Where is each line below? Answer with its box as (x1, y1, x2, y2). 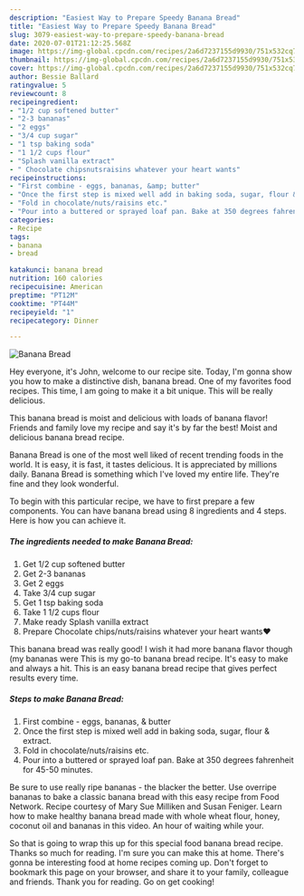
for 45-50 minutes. (22, 765, 93, 776)
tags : (9, 232, 30, 241)
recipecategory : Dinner (9, 316, 100, 325)
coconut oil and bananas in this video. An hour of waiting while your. (9, 821, 264, 832)
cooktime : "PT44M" (9, 299, 79, 308)
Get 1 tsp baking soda (22, 597, 104, 608)
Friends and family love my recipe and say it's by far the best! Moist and (9, 422, 278, 433)
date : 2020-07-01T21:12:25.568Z (9, 38, 131, 48)
